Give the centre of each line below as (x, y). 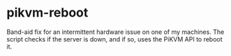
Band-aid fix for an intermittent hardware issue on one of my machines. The (115, 32)
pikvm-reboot (47, 13)
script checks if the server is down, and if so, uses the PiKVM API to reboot (114, 39)
